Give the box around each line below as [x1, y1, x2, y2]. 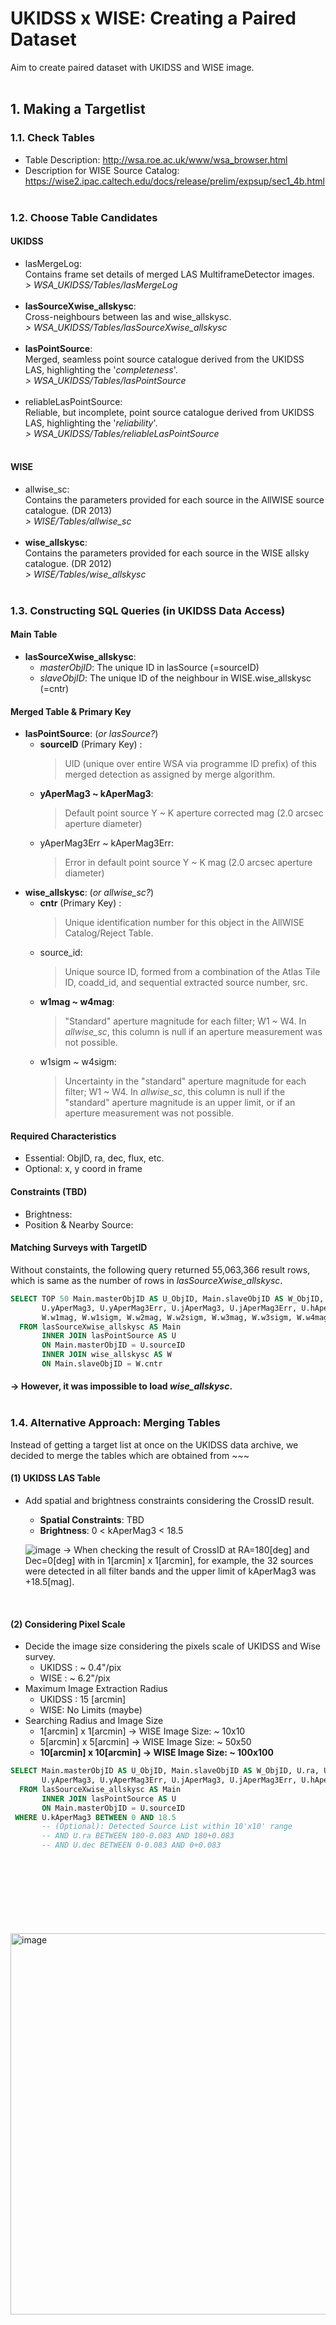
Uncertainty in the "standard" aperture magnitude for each [64, 1075, 307, 1087]
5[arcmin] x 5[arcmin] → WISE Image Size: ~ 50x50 [39, 1736, 252, 1748]
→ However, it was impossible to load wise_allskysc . [10, 1380, 233, 1392]
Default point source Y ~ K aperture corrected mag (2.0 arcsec [64, 807, 324, 819]
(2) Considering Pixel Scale [10, 1618, 126, 1630]
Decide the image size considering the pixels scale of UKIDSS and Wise [24, 1640, 321, 1652]
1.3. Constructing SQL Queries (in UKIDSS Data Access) [10, 603, 286, 617]
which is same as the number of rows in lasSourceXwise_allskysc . [10, 1274, 283, 1286]
